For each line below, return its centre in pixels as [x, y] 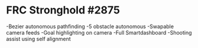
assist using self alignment [38, 39]
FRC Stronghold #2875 [63, 10]
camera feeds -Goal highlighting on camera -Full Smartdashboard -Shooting [99, 32]
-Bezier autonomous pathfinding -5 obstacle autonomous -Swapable [90, 26]
